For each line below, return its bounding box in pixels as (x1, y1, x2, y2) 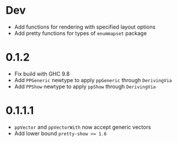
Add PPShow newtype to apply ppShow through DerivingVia (14, 83, 156, 90)
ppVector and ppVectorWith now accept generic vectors (14, 123, 151, 130)
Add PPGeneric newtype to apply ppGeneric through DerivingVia (14, 76, 172, 83)
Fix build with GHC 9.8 (14, 70, 70, 77)
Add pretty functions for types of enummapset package (14, 29, 147, 36)
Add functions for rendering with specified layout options (14, 23, 156, 30)
